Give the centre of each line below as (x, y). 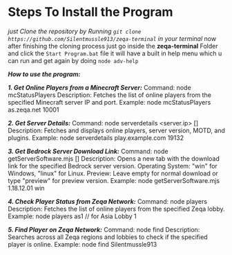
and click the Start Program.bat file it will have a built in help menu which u (115, 53)
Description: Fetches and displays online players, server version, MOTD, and (116, 130)
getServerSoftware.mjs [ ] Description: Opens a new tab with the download (114, 158)
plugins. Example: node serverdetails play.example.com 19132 (96, 138)
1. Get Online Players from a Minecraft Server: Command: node (100, 87)
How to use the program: (44, 74)
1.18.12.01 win (26, 188)
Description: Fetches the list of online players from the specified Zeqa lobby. (116, 209)
